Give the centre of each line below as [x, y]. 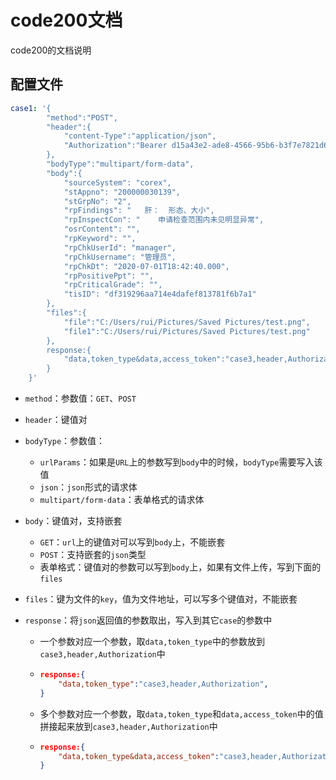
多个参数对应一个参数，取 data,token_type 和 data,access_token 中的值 [181, 713]
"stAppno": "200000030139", [122, 192]
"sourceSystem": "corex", [117, 182]
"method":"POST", [82, 117]
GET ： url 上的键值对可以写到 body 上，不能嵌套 [132, 542]
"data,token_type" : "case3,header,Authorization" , [163, 684]
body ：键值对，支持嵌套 [73, 520]
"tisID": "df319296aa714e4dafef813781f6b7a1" [160, 294]
